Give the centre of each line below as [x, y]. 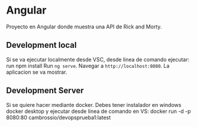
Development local [41, 45]
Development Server [45, 91]
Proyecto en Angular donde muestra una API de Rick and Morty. [84, 27]
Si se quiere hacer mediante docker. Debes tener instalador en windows [94, 105]
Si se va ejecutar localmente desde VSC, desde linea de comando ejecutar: [98, 59]
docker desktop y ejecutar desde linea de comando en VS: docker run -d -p [98, 111]
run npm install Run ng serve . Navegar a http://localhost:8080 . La [88, 66]
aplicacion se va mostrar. [37, 72]
